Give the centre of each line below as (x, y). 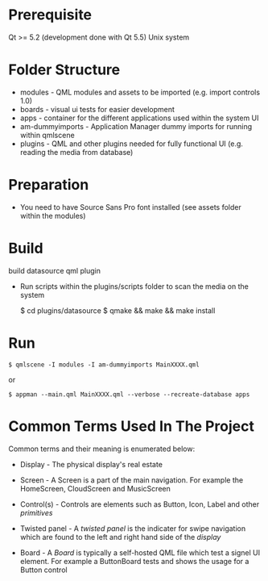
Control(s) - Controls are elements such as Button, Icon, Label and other (140, 504)
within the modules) (53, 215)
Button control (43, 570)
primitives (36, 512)
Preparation (49, 185)
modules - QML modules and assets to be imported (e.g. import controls (140, 92)
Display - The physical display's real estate (91, 464)
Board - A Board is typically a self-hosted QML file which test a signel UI (140, 552)
